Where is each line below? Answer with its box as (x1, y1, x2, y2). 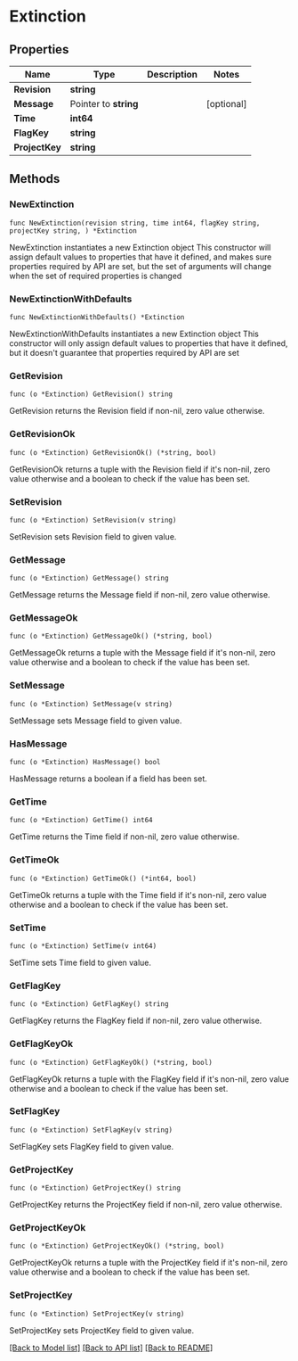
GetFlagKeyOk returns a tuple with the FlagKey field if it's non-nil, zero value (9, 1073, 289, 1085)
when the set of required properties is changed (9, 270, 182, 281)
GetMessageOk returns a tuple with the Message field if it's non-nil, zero (9, 648, 276, 658)
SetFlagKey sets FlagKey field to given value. (9, 1141, 174, 1151)
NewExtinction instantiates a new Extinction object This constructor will (9, 242, 271, 252)
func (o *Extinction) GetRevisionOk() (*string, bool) (9, 448, 217, 457)
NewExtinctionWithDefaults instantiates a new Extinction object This (9, 328, 260, 339)
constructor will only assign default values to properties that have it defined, (9, 337, 288, 349)
